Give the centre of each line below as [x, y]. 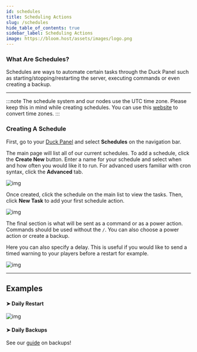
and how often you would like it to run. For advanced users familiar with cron [98, 165]
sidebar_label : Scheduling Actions [50, 33]
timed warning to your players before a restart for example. [77, 253]
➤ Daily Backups [27, 330]
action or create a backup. [38, 235]
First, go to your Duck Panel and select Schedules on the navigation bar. [94, 142]
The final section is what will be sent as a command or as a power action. [94, 223]
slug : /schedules [27, 22]
